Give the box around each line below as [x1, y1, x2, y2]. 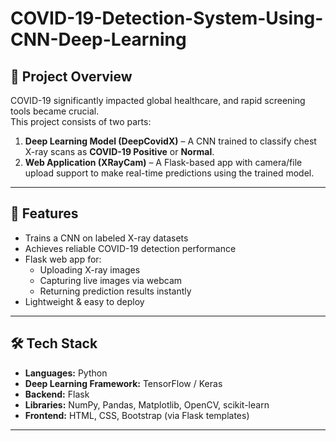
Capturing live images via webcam [39, 274, 183, 286]
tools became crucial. [10, 105, 100, 117]
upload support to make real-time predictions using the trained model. [24, 167, 315, 179]
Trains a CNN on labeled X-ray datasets [24, 232, 189, 244]
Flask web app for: [24, 253, 102, 265]
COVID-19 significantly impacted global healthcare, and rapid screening [10, 95, 306, 106]
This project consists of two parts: [10, 116, 152, 127]
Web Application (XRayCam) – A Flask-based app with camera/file [24, 157, 303, 168]
